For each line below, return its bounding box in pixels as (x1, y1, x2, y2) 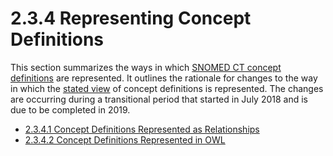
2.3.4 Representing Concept (10, 7, 252, 30)
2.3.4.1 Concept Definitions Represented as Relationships (24, 123, 260, 135)
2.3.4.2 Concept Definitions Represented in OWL (24, 133, 226, 146)
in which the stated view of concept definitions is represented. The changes (10, 82, 324, 94)
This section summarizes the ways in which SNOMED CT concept (10, 61, 282, 73)
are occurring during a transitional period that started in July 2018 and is (10, 93, 308, 105)
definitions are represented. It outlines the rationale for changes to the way (10, 72, 318, 84)
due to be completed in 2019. (10, 103, 131, 116)
